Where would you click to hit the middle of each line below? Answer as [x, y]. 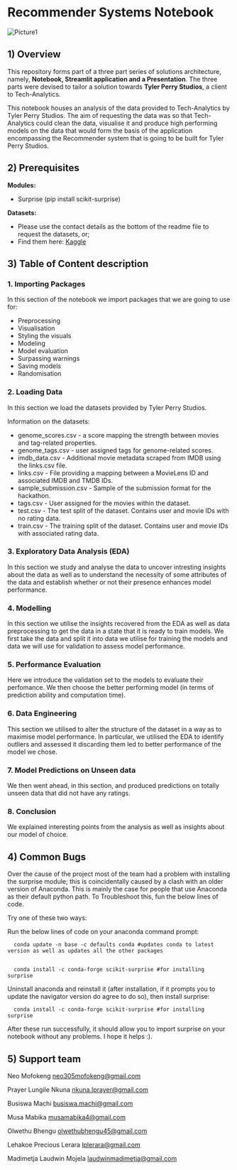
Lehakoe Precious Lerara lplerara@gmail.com [74, 1144]
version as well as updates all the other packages [85, 951]
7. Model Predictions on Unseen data [72, 770]
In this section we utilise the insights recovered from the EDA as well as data [119, 624]
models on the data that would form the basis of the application [100, 130]
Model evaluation [43, 351]
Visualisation [36, 328]
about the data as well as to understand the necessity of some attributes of [117, 574]
